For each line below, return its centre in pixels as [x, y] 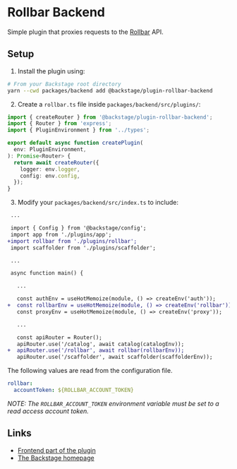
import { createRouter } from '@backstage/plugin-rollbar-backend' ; [110, 117]
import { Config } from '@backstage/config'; [78, 228]
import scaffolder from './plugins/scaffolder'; [83, 248]
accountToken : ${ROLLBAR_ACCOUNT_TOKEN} [74, 390]
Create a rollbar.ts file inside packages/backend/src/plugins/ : [109, 104]
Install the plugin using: [51, 71]
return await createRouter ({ [56, 162]
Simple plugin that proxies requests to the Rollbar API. [85, 32]
